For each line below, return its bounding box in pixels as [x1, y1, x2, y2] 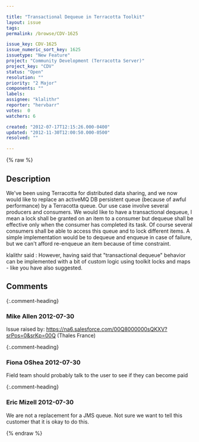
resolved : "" [6, 135, 39, 141]
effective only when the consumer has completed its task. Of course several [6, 221, 193, 228]
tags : [6, 25, 20, 31]
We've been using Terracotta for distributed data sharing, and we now [6, 189, 178, 196]
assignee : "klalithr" [6, 96, 60, 103]
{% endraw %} [6, 430, 43, 437]
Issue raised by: [6, 325, 45, 333]
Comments [6, 281, 48, 291]
